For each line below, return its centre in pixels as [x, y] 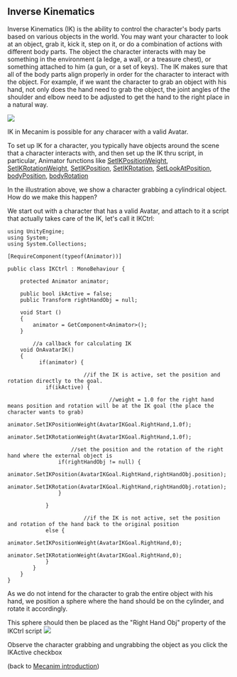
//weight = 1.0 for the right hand [161, 399]
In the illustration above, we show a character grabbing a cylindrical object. [117, 189]
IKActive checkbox [35, 652]
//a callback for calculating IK [82, 343]
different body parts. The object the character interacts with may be [106, 51]
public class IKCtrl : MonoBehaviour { [66, 269]
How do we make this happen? [53, 197]
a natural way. [28, 104]
